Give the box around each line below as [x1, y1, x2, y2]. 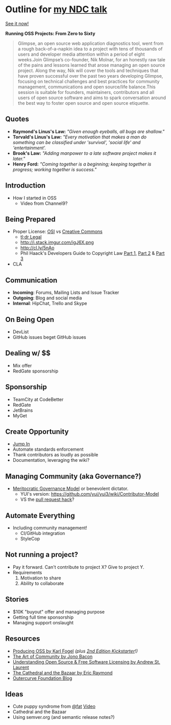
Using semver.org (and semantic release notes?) [12, 714, 115, 720]
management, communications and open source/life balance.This [17, 83, 156, 90]
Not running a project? [5, 550, 78, 559]
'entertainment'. [12, 145, 46, 151]
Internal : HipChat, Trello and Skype [12, 300, 87, 307]
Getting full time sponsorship [12, 614, 74, 620]
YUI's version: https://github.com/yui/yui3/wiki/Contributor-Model [20, 491, 159, 497]
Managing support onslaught [12, 619, 74, 625]
